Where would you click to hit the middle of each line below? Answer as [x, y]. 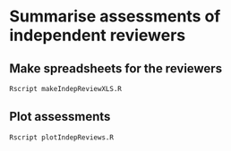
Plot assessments [60, 117]
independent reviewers [98, 35]
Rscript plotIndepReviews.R [62, 137]
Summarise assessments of [115, 17]
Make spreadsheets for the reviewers [115, 68]
